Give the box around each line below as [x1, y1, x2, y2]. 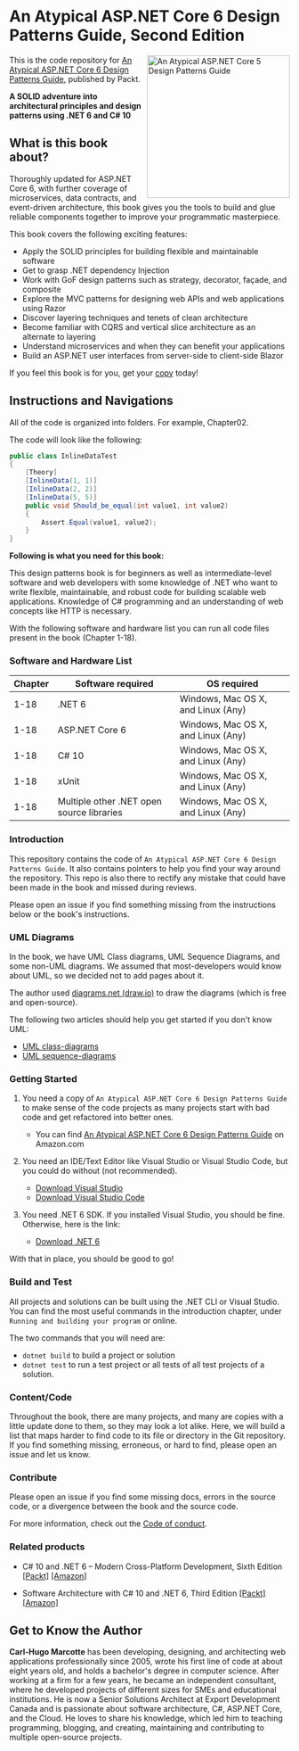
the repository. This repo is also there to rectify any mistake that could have [9, 872, 287, 883]
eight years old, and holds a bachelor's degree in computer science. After [9, 1665, 279, 1676]
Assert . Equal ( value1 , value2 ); [41, 517, 158, 527]
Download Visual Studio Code [35, 1193, 145, 1203]
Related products [9, 1540, 85, 1553]
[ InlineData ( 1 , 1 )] [25, 476, 98, 485]
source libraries [57, 806, 123, 819]
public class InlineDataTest [9, 451, 117, 460]
